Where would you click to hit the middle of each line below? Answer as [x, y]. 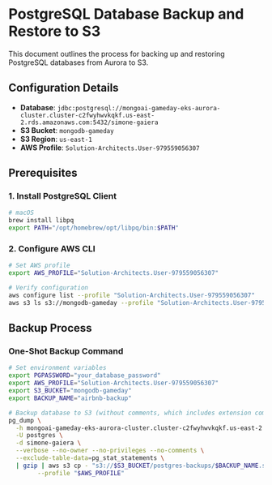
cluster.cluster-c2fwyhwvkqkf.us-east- [87, 115]
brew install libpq [41, 221]
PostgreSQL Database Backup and [126, 14]
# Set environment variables [57, 368]
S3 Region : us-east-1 [56, 139]
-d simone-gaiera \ [49, 443]
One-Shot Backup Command [66, 351]
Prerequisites [43, 173]
